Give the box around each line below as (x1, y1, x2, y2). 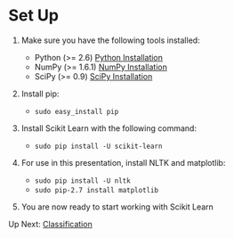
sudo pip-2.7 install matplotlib (34, 185, 159, 194)
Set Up (8, 5, 60, 26)
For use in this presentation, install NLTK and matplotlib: (20, 157, 226, 168)
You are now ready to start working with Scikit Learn (20, 201, 214, 212)
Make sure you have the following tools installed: (20, 35, 201, 45)
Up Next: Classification (8, 218, 93, 229)
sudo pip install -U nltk (34, 176, 131, 185)
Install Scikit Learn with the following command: (20, 122, 198, 134)
